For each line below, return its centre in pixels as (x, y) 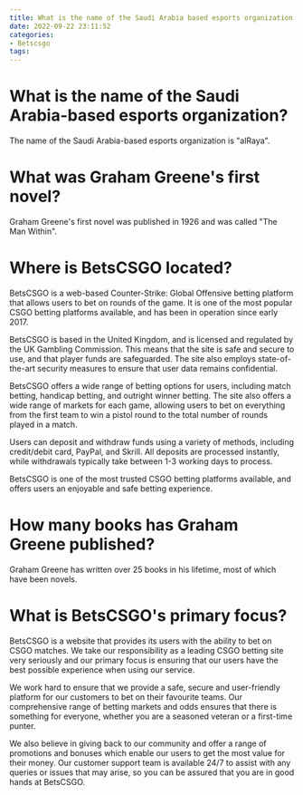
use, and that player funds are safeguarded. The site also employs (133, 358)
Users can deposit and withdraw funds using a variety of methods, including (152, 441)
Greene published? (82, 544)
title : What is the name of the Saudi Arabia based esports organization (151, 18)
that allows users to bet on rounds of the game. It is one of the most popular (151, 302)
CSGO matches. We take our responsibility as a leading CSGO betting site (147, 650)
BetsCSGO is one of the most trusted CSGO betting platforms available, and (151, 479)
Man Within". (33, 231)
